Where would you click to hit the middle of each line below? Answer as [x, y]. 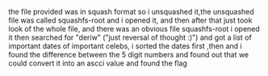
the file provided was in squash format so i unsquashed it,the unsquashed [131, 12]
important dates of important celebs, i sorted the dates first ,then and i [125, 46]
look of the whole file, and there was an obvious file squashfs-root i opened [134, 29]
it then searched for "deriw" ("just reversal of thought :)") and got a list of [130, 37]
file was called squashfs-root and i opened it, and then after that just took [130, 20]
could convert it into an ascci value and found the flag [98, 63]
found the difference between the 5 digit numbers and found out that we [129, 55]
